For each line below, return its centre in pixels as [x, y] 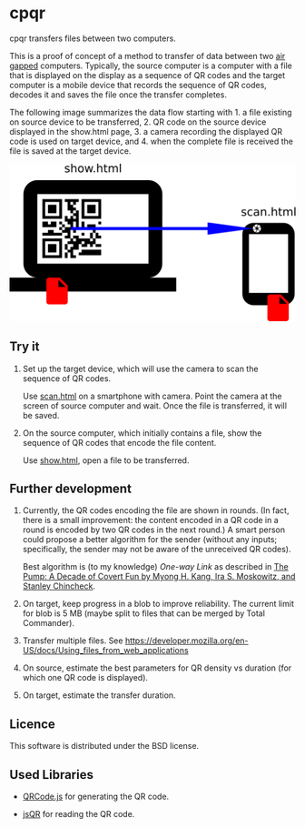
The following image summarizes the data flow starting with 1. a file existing [151, 112]
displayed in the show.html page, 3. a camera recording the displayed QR [146, 131]
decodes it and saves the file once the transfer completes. [118, 95]
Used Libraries [51, 775]
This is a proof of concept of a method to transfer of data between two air [148, 56]
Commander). [49, 623]
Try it [25, 347]
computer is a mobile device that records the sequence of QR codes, [138, 85]
